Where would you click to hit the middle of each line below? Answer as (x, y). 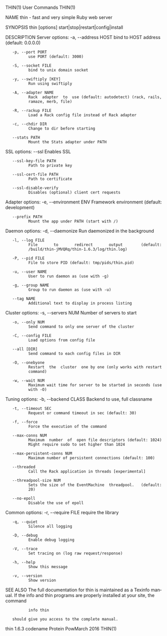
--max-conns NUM (30, 436)
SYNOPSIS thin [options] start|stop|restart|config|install (64, 27)
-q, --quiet (25, 522)
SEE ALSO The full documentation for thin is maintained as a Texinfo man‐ (83, 590)
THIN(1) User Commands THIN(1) (40, 7)
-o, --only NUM (28, 322)
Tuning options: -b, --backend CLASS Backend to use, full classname (79, 399)
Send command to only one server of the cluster (81, 327)
